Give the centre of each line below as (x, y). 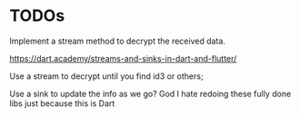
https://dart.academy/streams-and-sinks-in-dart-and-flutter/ (123, 58)
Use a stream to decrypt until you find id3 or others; (106, 76)
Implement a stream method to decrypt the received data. (117, 41)
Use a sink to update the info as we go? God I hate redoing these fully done (150, 93)
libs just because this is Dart (62, 103)
